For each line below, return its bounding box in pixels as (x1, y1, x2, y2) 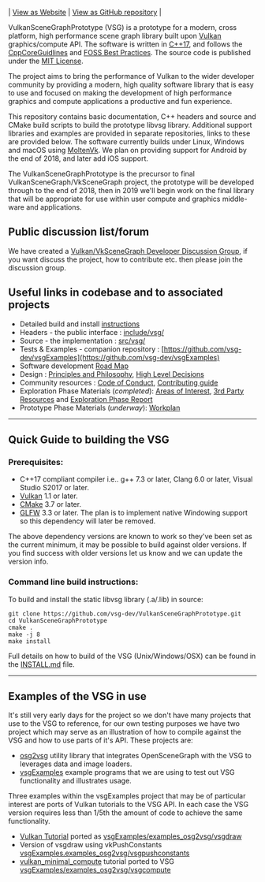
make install (8, 637, 51, 646)
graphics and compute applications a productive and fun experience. (8, 97, 233, 106)
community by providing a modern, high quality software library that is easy (8, 80, 254, 89)
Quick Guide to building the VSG (8, 434, 170, 447)
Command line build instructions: (8, 576, 139, 587)
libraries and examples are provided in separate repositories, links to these (8, 128, 251, 138)
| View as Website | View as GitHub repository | (8, 8, 162, 17)
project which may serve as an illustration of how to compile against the (8, 728, 242, 737)
